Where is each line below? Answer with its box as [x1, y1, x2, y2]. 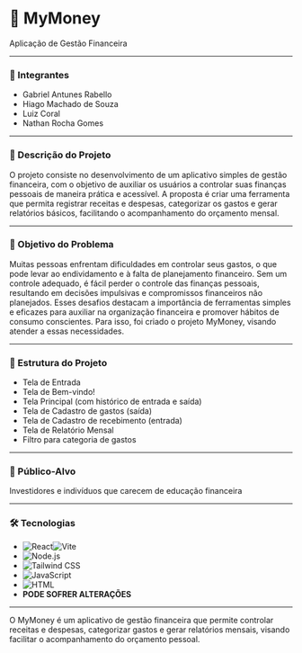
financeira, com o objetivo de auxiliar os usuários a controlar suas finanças [9, 179, 287, 190]
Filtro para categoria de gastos [22, 434, 137, 445]
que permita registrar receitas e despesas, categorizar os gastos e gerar [9, 198, 279, 209]
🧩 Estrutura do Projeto [9, 356, 108, 369]
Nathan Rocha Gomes [22, 118, 104, 129]
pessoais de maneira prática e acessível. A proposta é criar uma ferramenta [9, 188, 290, 199]
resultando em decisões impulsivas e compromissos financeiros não [9, 287, 263, 298]
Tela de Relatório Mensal [22, 425, 114, 435]
